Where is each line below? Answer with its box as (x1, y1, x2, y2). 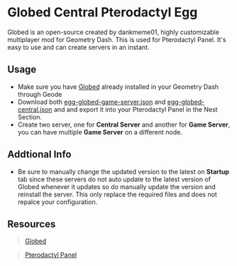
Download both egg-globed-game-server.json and (17, 97, 166, 106)
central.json (17, 105, 53, 114)
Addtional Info (7, 149, 72, 161)
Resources (7, 218, 56, 230)
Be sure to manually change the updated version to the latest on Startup (17, 167, 229, 176)
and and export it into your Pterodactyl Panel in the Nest (53, 105, 218, 114)
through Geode (17, 90, 62, 98)
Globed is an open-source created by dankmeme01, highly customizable (7, 28, 220, 36)
